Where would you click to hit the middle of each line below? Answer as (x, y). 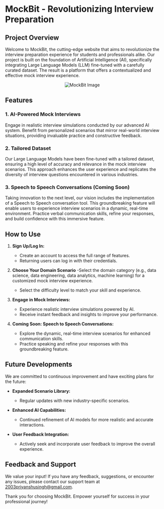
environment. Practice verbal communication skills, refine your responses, (80, 214)
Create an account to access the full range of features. (75, 256)
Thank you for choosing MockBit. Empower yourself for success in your (77, 496)
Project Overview (32, 38)
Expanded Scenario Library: (41, 391)
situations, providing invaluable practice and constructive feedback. (73, 135)
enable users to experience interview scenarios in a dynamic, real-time (77, 208)
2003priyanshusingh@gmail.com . (39, 486)
